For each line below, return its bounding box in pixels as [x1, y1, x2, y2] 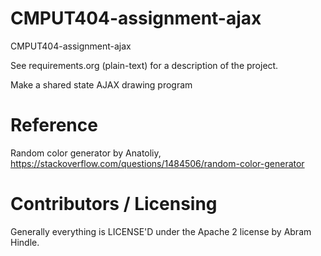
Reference [10, 114, 98, 137]
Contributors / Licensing [10, 193, 218, 216]
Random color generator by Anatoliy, [10, 147, 162, 159]
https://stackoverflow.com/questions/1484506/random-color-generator [10, 157, 305, 169]
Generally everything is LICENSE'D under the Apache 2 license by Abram [10, 225, 312, 237]
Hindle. [10, 236, 40, 248]
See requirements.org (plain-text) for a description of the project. [10, 59, 279, 71]
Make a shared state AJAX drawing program [10, 78, 193, 91]
